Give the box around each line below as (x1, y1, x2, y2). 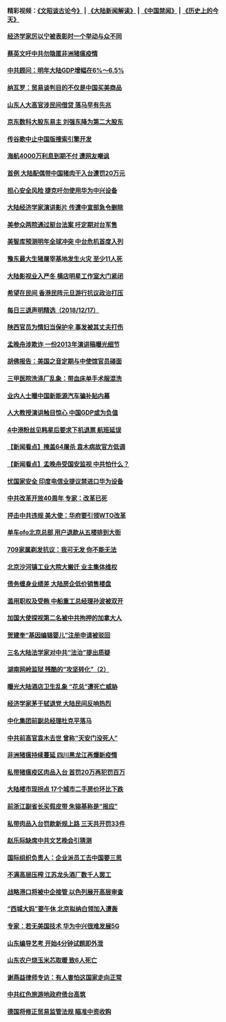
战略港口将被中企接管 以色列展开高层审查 (7, 887, 124, 895)
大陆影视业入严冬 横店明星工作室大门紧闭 (7, 272, 124, 280)
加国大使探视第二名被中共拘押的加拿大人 (7, 614, 122, 622)
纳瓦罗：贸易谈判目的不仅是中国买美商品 (7, 83, 122, 91)
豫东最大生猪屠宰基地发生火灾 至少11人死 (7, 254, 123, 263)
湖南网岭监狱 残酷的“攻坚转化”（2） (7, 665, 110, 673)
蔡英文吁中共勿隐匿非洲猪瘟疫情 (7, 49, 98, 57)
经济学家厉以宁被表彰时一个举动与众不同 (7, 32, 122, 41)
